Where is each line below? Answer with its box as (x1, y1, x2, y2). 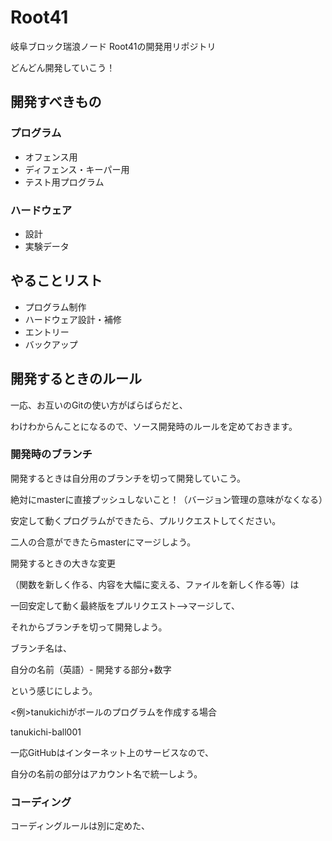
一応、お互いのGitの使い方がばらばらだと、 (10, 399, 188, 411)
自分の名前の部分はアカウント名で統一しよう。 (10, 767, 203, 780)
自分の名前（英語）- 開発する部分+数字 (10, 663, 172, 675)
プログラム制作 (24, 301, 87, 313)
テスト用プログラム (24, 176, 105, 188)
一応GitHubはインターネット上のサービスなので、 (10, 746, 215, 758)
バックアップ (24, 338, 78, 350)
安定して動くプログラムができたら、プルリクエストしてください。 (10, 514, 282, 526)
